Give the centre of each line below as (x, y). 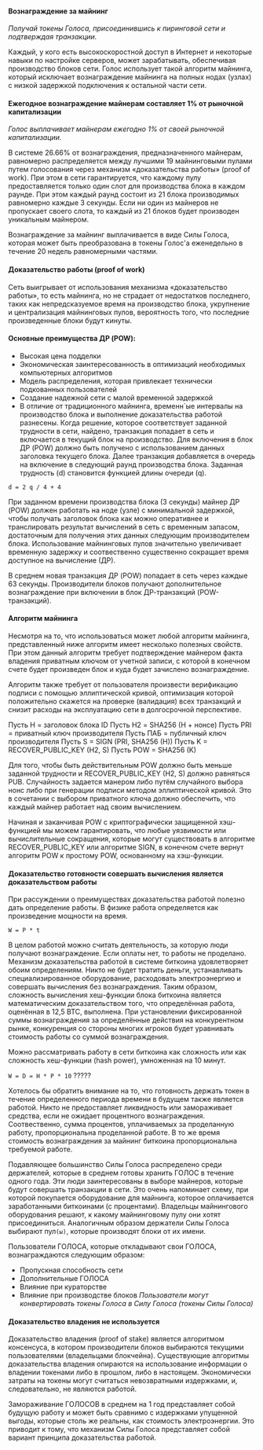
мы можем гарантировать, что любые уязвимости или (134, 831)
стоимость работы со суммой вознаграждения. (89, 1037)
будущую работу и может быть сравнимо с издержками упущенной (123, 1413)
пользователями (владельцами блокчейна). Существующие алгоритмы (129, 1356)
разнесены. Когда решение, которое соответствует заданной (123, 422)
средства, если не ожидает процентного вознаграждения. (107, 1116)
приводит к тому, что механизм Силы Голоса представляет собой (119, 1430)
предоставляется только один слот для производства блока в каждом (127, 186)
